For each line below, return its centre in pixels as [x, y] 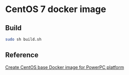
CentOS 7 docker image [56, 9]
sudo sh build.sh [23, 39]
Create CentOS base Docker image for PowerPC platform [65, 67]
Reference [22, 55]
